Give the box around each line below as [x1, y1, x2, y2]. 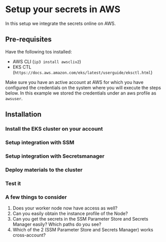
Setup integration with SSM [5, 139, 75, 146]
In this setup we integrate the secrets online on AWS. [5, 20, 116, 26]
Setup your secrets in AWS [5, 4, 121, 15]
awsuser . [5, 95, 23, 101]
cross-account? [12, 232, 46, 238]
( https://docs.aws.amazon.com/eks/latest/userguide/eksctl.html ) [12, 69, 153, 75]
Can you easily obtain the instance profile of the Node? [12, 210, 128, 217]
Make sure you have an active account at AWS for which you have [5, 79, 144, 85]
